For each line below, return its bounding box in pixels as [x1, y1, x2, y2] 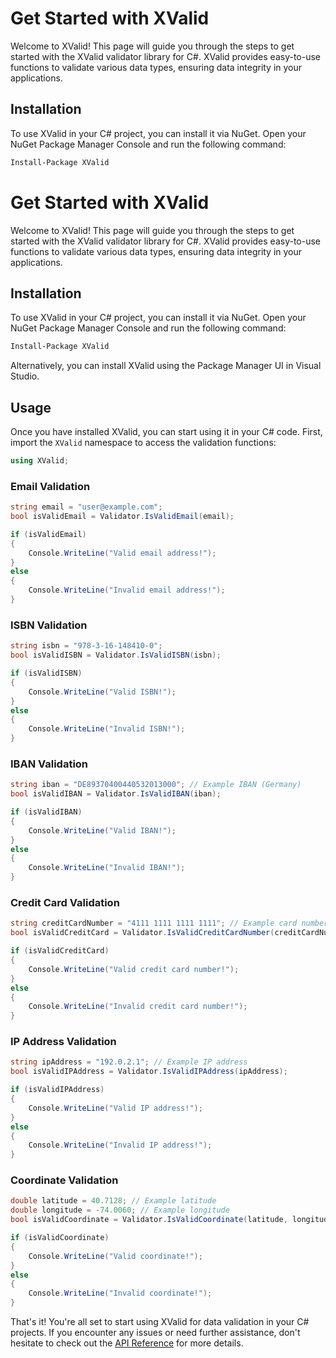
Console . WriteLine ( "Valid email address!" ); [28, 548, 217, 558]
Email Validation [10, 479, 91, 493]
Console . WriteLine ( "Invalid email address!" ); [28, 585, 226, 596]
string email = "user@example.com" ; [10, 502, 163, 512]
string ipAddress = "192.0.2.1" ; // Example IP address [10, 1057, 248, 1067]
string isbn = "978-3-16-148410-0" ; [10, 641, 163, 651]
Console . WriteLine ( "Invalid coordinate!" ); [28, 1288, 213, 1299]
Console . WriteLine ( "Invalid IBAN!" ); [28, 863, 186, 873]
